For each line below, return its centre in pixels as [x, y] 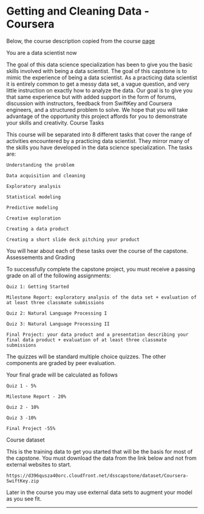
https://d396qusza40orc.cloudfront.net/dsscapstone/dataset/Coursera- [97, 476]
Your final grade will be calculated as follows [62, 375]
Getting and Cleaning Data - [78, 11]
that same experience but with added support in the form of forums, [91, 97]
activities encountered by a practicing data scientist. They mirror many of [98, 141]
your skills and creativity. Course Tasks [55, 122]
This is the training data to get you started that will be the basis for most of [100, 451]
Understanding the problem [40, 165]
